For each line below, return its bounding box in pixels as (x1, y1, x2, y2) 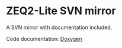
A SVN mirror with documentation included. (6, 24, 113, 31)
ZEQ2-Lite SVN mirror (6, 4, 117, 18)
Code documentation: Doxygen (6, 35, 82, 42)
